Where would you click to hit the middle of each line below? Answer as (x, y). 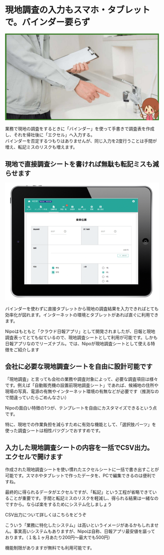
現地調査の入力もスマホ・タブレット (78, 10)
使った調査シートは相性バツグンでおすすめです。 (54, 431)
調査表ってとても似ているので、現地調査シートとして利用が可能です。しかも (81, 337)
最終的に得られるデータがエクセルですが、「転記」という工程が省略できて (79, 492)
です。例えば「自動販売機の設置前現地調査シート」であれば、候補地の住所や (82, 386)
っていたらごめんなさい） (43, 398)
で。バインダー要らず (48, 22)
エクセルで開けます (34, 457)
